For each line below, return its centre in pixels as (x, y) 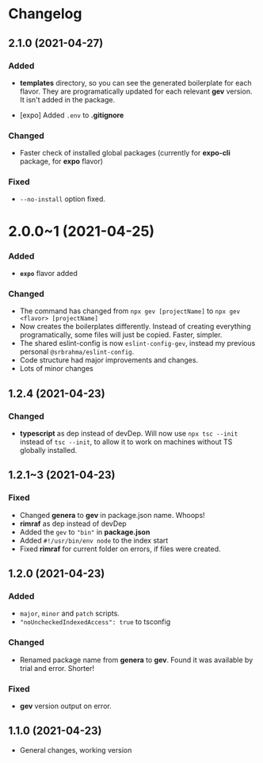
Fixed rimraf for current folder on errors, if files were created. (120, 549)
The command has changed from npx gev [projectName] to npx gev (130, 311)
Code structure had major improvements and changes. (109, 360)
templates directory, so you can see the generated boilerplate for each (135, 82)
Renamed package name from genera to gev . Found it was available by (136, 660)
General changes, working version (76, 750)
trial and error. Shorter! (57, 668)
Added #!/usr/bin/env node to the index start (94, 540)
